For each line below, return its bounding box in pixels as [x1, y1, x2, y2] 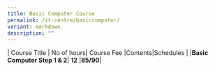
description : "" [7, 29, 54, 37]
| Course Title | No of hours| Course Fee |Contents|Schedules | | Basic [7, 49, 209, 57]
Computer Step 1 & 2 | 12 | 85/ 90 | [7, 56, 102, 65]
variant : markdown [7, 23, 61, 30]
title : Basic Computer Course [7, 10, 96, 17]
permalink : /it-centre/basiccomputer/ [7, 17, 120, 24]
